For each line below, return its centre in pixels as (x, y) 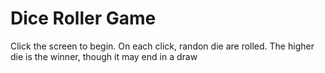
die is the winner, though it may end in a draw (104, 56)
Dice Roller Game (83, 18)
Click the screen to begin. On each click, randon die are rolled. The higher (162, 46)
